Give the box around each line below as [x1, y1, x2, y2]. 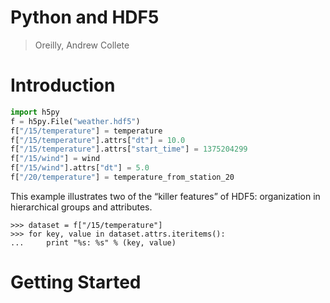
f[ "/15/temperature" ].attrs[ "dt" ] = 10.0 [10, 135, 186, 145]
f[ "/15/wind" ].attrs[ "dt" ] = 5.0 [10, 163, 150, 173]
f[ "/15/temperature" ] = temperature [10, 126, 163, 136]
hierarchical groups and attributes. [10, 201, 153, 213]
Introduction [10, 74, 116, 97]
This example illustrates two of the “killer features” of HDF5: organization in [10, 190, 321, 202]
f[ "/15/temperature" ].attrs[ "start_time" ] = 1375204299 [10, 144, 248, 155]
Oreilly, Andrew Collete [34, 39, 130, 51]
